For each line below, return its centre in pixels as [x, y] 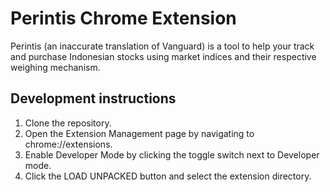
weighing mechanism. [55, 67]
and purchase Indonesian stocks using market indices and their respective [163, 56]
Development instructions [93, 98]
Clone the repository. [68, 123]
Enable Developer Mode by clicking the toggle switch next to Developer [172, 154]
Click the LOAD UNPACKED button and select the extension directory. [168, 176]
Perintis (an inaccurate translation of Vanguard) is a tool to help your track [162, 46]
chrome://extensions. [68, 144]
